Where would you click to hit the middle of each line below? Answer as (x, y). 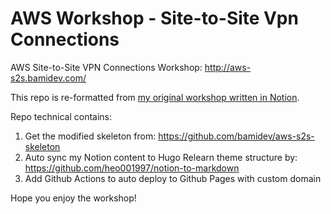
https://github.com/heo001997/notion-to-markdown (132, 168)
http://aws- (228, 67)
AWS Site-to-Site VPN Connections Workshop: (106, 67)
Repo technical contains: (61, 116)
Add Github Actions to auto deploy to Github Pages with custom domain (173, 178)
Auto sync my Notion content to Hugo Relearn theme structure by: (161, 157)
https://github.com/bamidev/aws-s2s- (236, 136)
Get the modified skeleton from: (90, 136)
